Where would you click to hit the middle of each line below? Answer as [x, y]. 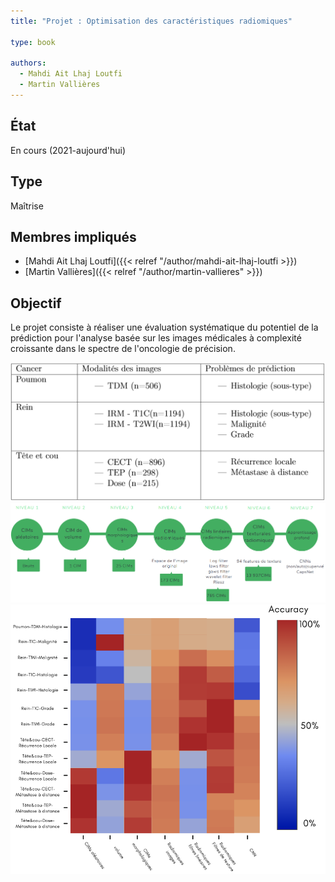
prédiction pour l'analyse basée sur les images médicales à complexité [156, 338]
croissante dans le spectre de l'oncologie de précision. [123, 349]
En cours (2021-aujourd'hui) [68, 150]
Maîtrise [27, 206]
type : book [33, 42]
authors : [28, 63]
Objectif [36, 303]
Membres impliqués [73, 236]
